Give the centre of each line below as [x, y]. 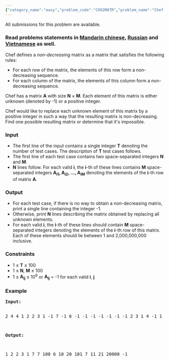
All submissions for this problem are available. [53, 24]
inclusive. [22, 241]
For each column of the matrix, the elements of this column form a [81, 80]
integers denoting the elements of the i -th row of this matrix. [98, 230]
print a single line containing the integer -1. [57, 209]
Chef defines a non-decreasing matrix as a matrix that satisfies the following [85, 55]
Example [16, 291]
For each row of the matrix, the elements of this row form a [74, 70]
